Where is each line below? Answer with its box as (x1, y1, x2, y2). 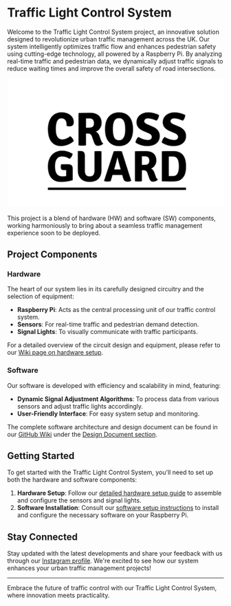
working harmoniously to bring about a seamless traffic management (7, 221, 203, 229)
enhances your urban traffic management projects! (7, 564, 151, 572)
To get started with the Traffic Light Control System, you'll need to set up (7, 468, 214, 477)
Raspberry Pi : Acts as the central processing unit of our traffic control (16, 306, 216, 314)
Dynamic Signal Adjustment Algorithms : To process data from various (16, 395, 219, 403)
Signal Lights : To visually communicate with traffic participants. (16, 328, 198, 336)
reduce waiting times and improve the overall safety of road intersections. (7, 64, 217, 72)
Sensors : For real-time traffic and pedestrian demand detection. (16, 320, 199, 329)
